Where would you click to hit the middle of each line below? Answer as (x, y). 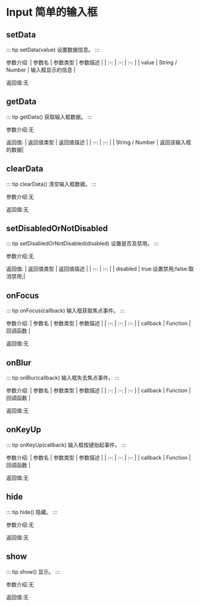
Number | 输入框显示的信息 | (41, 70)
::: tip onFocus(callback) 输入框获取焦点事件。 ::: (65, 310)
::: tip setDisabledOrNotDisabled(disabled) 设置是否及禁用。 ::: (82, 244)
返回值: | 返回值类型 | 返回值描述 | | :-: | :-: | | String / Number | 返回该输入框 (99, 142)
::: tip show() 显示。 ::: (33, 571)
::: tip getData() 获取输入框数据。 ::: (49, 116)
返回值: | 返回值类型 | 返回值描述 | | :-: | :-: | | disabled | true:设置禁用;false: (97, 269)
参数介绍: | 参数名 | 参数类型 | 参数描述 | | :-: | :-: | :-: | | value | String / (92, 62)
